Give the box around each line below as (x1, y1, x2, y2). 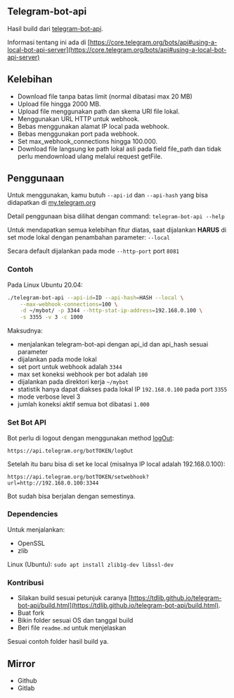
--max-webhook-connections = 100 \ (20, 301, 118, 308)
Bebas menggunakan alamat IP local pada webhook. (17, 122, 170, 130)
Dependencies (7, 509, 58, 519)
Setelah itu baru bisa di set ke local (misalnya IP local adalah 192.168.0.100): (7, 459, 226, 468)
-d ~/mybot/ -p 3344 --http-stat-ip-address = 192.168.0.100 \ (20, 307, 202, 314)
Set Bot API (7, 418, 47, 428)
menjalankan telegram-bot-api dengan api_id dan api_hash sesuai (17, 340, 209, 349)
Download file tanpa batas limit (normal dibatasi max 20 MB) (17, 92, 193, 101)
